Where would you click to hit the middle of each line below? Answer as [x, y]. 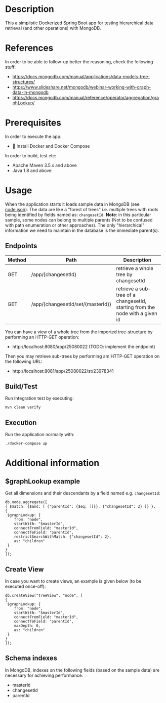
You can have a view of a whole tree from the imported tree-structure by [79, 332]
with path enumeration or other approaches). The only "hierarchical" [75, 225]
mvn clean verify [23, 407]
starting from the [135, 307]
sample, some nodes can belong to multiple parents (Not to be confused [79, 220]
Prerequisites [33, 123]
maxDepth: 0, [27, 626]
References [29, 48]
